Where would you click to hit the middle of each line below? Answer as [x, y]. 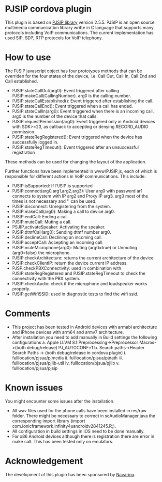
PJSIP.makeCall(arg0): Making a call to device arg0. [63, 211]
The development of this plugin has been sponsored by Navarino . [70, 474]
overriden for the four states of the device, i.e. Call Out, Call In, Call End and [81, 76]
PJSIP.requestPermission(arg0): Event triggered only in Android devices [84, 121]
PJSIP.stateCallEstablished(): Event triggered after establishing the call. [83, 101]
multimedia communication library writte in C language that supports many [79, 27]
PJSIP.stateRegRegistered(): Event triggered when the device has [77, 137]
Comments [28, 313]
